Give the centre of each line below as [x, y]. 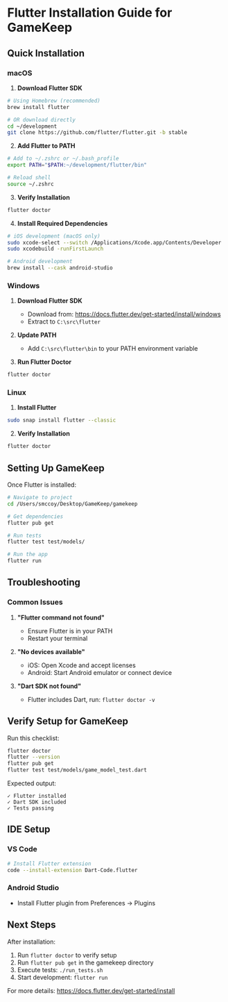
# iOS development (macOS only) [54, 236]
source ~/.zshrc [30, 184]
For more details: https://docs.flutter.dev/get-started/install [91, 990]
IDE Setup [29, 829]
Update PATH [37, 335]
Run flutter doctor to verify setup [67, 955]
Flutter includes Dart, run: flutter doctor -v [91, 699]
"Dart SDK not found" [49, 686]
